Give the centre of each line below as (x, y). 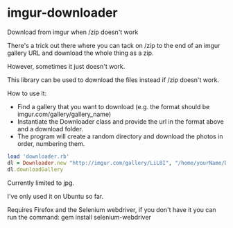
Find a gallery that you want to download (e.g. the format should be (113, 106)
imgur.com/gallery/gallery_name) (64, 114)
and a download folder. (50, 129)
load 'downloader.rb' (38, 156)
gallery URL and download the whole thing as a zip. (80, 53)
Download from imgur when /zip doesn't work (73, 32)
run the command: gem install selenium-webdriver (79, 217)
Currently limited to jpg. (41, 183)
